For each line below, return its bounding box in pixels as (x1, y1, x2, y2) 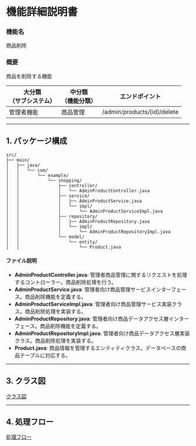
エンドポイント (120, 92, 162, 100)
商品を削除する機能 (6, 73, 52, 80)
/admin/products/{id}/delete (101, 108, 179, 116)
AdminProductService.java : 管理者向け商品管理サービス (14, 286, 151, 293)
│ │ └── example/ (6, 172, 69, 179)
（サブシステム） (9, 97, 56, 105)
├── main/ (6, 157, 30, 163)
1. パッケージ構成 (6, 136, 67, 146)
